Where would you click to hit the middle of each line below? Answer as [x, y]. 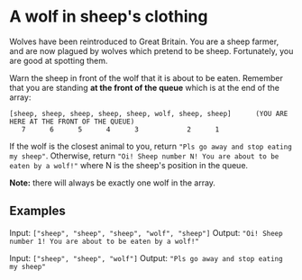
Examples [37, 211]
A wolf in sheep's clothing [109, 17]
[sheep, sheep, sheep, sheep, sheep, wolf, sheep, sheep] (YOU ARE [149, 113]
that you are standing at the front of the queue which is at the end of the [144, 87]
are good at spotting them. [59, 60]
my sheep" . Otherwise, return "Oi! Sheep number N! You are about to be [144, 156]
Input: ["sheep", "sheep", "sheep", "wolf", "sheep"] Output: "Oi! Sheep [146, 232]
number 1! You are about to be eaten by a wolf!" [105, 241]
